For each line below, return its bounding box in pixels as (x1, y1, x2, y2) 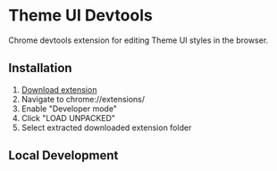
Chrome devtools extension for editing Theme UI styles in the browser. (8, 35, 269, 45)
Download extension (21, 84, 97, 94)
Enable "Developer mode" (21, 103, 118, 114)
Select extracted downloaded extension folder (21, 122, 192, 133)
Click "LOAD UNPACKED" (21, 112, 116, 123)
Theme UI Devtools (8, 5, 153, 26)
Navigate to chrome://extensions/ (21, 94, 145, 104)
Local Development (8, 148, 119, 163)
